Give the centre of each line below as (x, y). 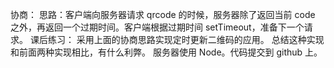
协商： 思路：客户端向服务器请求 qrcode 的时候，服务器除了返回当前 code (163, 14)
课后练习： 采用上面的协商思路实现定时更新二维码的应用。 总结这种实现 (177, 39)
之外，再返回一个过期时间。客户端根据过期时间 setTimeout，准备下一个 (157, 27)
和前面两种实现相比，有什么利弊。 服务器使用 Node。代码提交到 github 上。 (166, 52)
